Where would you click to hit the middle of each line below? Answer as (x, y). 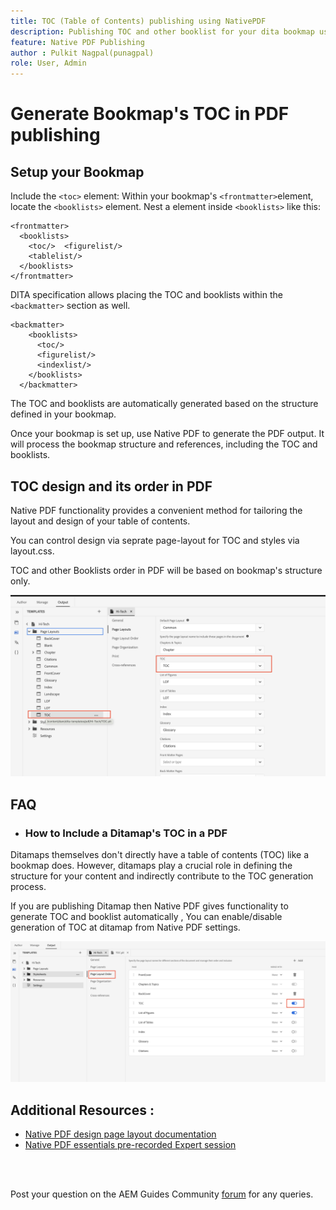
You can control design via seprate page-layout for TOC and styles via (155, 540)
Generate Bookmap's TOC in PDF (150, 114)
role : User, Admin (48, 63)
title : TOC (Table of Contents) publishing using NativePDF (138, 21)
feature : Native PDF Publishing (77, 42)
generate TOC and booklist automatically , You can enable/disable (146, 917)
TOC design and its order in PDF (111, 486)
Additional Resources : (82, 1110)
